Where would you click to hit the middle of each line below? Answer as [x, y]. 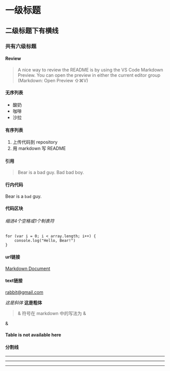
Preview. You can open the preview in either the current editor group [89, 75]
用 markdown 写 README [39, 148]
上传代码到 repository [35, 142]
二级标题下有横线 [32, 31]
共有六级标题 [21, 46]
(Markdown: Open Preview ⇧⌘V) [53, 80]
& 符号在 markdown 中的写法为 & [52, 313]
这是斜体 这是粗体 [24, 302]
